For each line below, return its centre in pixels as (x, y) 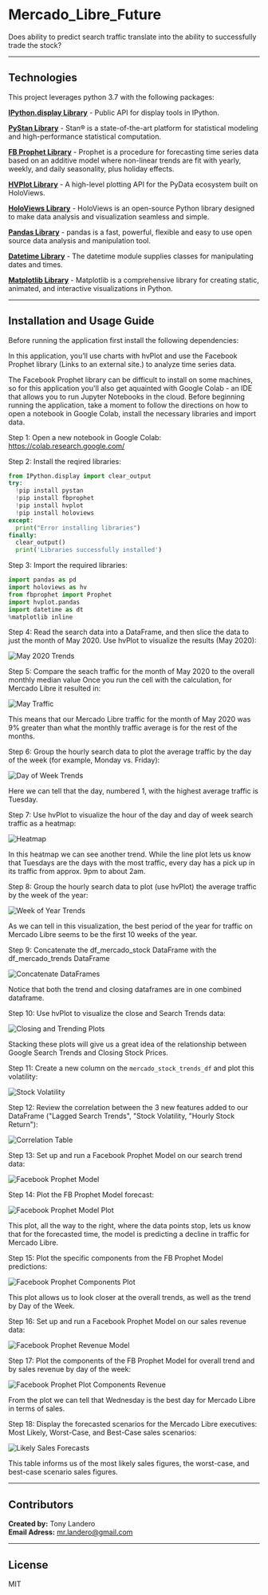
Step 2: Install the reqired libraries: (65, 461)
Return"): (23, 1124)
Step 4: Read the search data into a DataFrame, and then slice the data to (129, 632)
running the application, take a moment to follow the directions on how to (128, 405)
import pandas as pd (43, 580)
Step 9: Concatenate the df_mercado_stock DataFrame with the (112, 950)
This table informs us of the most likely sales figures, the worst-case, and (129, 1463)
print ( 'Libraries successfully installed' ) (89, 550)
